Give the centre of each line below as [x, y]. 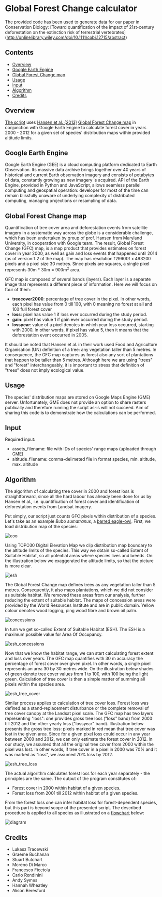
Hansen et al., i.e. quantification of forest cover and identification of [72, 502]
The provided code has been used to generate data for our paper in [72, 22]
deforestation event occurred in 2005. [50, 335]
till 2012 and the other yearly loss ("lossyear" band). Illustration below [74, 724]
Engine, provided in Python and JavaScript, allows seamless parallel [73, 185]
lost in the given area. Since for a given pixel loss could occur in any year [78, 734]
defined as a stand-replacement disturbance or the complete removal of [77, 708]
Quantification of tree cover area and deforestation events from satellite [76, 228]
